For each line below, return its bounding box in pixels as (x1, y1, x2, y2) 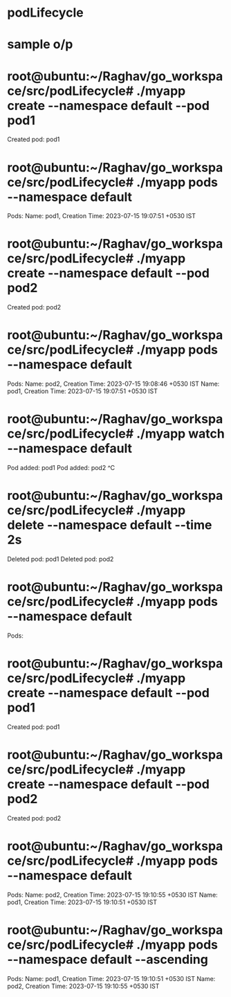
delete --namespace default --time (7, 517, 212, 533)
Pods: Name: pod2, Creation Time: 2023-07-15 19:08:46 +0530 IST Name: (7, 379, 220, 388)
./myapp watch (136, 426, 225, 442)
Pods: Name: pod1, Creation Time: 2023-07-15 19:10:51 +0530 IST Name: (7, 974, 216, 982)
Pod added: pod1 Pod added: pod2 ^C (7, 464, 115, 472)
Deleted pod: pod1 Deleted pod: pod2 (7, 555, 114, 563)
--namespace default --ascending (7, 951, 209, 967)
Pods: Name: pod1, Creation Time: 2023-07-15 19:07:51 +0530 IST (7, 212, 196, 220)
